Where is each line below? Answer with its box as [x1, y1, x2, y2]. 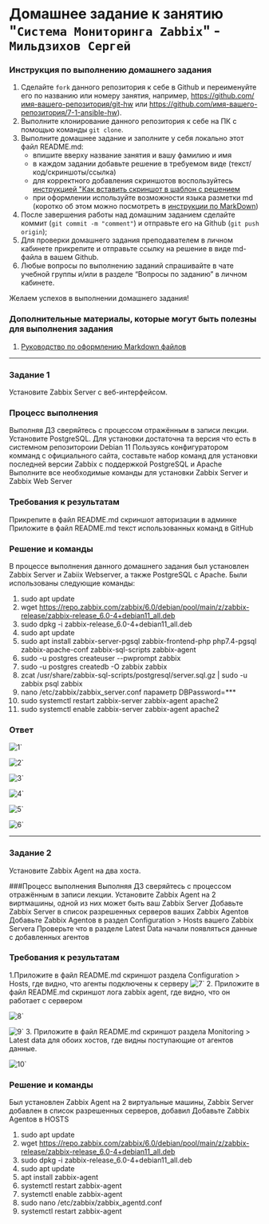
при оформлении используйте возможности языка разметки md [32, 193, 254, 202]
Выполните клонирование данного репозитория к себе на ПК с [20, 117, 237, 126]
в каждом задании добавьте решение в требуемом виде [32, 159, 227, 169]
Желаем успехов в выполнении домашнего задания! [9, 294, 190, 303]
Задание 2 [9, 847, 52, 858]
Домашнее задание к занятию [9, 5, 224, 23]
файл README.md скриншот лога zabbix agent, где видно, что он [9, 987, 231, 997]
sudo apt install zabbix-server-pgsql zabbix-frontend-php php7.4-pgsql [20, 636, 257, 646]
